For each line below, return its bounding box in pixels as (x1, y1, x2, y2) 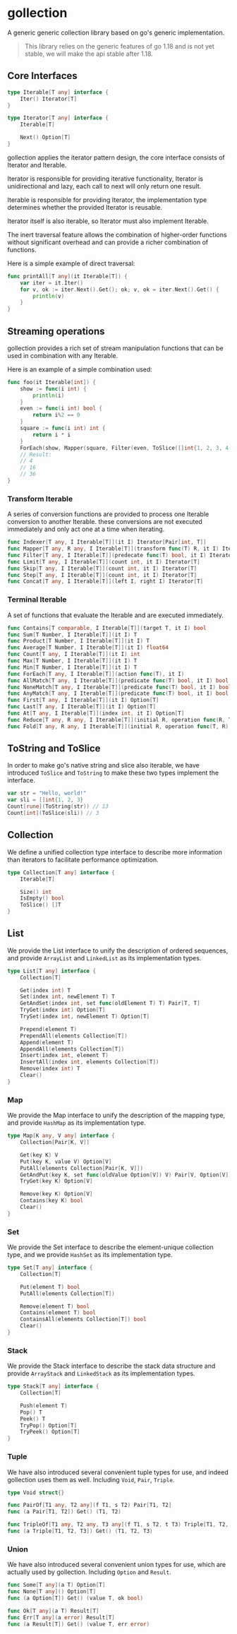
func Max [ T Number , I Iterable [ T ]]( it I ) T (7, 657, 138, 664)
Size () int (20, 888, 52, 895)
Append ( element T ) (20, 1039, 74, 1046)
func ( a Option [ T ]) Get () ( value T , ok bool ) (7, 1594, 143, 1602)
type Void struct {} (7, 1489, 65, 1496)
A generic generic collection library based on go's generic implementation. (7, 28, 225, 37)
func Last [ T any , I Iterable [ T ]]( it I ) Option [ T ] (7, 703, 157, 710)
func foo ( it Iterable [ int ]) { (7, 378, 97, 386)
